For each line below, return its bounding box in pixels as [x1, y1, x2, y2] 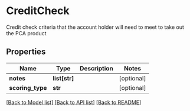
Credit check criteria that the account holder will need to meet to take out [6, 23, 185, 31]
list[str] [53, 74, 74, 82]
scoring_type [9, 83, 47, 92]
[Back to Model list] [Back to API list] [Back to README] [6, 99, 142, 106]
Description [79, 64, 114, 72]
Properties [6, 47, 46, 57]
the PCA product [6, 29, 47, 36]
